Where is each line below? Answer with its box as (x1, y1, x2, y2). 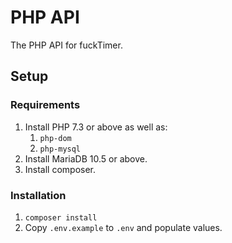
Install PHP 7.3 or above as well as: (24, 121, 168, 133)
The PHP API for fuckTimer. (10, 39, 123, 51)
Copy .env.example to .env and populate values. (24, 221, 223, 233)
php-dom (39, 133, 72, 143)
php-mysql (39, 144, 82, 154)
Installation (10, 188, 67, 202)
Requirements (10, 98, 81, 112)
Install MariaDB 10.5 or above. (24, 152, 148, 165)
